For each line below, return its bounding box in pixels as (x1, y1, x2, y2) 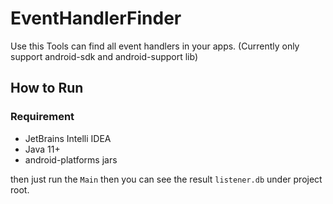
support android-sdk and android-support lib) (10, 50, 199, 62)
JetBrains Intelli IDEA (24, 132, 112, 144)
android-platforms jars (24, 153, 118, 166)
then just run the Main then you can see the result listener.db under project (10, 173, 323, 185)
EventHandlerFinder (10, 7, 182, 30)
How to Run (10, 80, 84, 97)
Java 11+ (24, 143, 61, 155)
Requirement (10, 110, 75, 124)
